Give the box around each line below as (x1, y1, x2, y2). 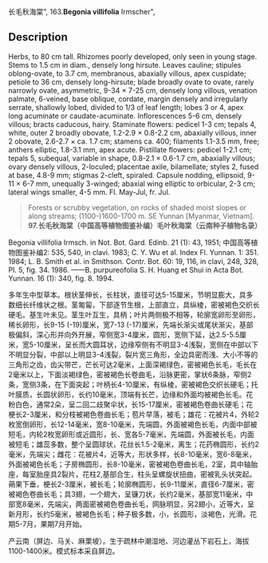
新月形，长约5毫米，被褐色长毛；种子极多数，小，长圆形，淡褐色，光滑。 (8, 509, 250, 518)
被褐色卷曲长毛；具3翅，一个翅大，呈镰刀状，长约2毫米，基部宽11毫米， (8, 489, 246, 498)
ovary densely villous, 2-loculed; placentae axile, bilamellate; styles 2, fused (8, 162, 259, 171)
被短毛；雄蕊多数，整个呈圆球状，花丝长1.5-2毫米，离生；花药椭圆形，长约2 (8, 439, 259, 449)
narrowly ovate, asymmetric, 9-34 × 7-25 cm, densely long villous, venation (8, 85, 258, 95)
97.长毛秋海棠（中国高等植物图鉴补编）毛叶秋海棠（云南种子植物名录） (27, 220, 262, 230)
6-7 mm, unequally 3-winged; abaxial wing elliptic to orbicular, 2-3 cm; (22, 179, 255, 188)
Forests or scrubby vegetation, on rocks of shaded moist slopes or (27, 203, 247, 212)
